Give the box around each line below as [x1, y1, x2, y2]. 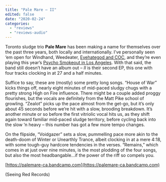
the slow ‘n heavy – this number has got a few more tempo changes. [5, 122, 145, 128]
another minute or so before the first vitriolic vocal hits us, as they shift [5, 111, 150, 117]
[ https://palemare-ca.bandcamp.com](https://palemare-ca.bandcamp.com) [5, 162, 160, 168]
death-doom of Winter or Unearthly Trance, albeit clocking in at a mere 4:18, [5, 136, 162, 142]
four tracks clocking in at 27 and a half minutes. [5, 70, 103, 76]
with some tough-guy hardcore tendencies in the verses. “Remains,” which [5, 142, 159, 147]
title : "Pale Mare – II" [5, 7, 57, 12]
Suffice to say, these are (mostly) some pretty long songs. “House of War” [5, 80, 157, 86]
